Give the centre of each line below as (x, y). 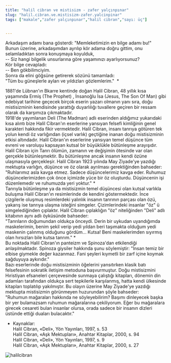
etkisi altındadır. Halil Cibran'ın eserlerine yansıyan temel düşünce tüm (79, 140)
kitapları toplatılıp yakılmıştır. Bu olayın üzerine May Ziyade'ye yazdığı (78, 286)
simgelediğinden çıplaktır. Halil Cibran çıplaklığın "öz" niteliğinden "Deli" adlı (85, 211)
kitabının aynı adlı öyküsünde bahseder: (47, 216)
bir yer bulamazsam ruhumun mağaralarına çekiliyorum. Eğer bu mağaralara (85, 303)
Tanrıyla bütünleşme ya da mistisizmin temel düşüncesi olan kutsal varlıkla (83, 189)
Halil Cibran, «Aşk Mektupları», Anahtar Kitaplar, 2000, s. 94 (76, 334)
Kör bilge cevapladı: (26, 65)
